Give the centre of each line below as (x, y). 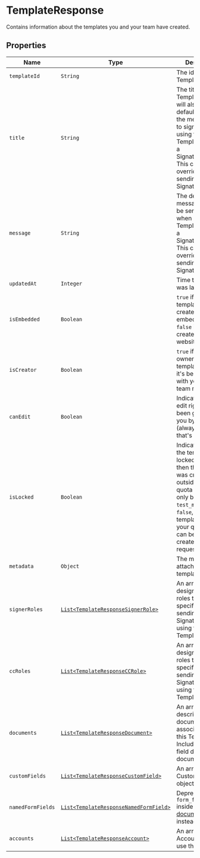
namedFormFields (32, 807)
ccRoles (20, 671)
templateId (24, 76)
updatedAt (23, 284)
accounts (21, 838)
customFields (28, 776)
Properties (26, 46)
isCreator (23, 370)
